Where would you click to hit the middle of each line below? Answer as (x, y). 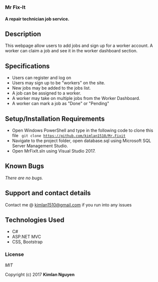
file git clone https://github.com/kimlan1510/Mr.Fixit (69, 135)
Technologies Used (35, 220)
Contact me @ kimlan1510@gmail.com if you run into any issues (68, 204)
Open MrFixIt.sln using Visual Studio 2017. (54, 151)
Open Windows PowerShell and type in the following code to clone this (83, 130)
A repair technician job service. (37, 19)
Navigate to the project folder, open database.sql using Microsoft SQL (81, 141)
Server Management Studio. (40, 146)
